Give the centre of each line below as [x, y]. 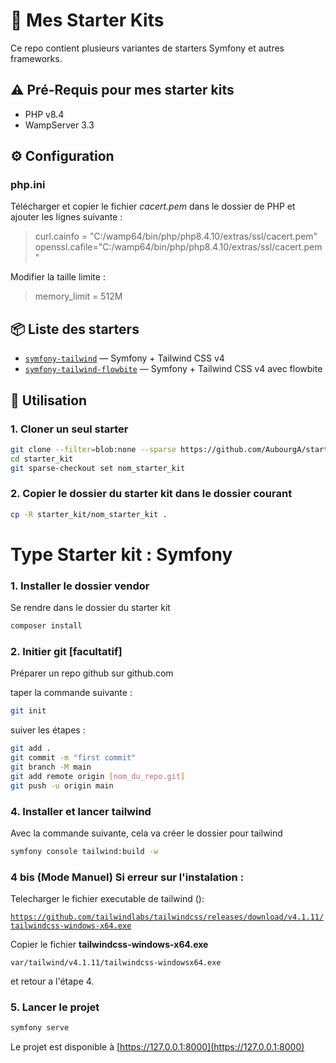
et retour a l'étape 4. [52, 981]
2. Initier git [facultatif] [66, 652]
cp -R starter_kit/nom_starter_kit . [89, 514]
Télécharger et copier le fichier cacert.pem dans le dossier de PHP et [153, 206]
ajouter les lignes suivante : [66, 217]
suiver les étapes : [48, 730]
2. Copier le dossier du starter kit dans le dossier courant [151, 494]
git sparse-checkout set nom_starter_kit [98, 468]
